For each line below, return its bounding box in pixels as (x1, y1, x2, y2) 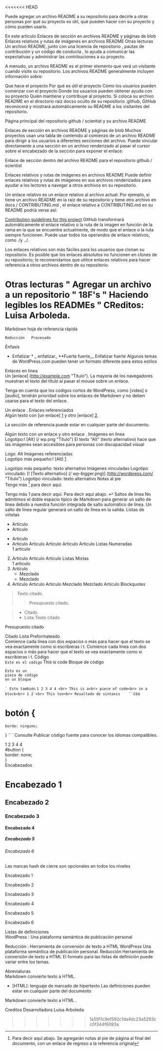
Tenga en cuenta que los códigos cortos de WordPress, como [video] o (5, 388, 148, 393)
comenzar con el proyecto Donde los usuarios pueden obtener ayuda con (5, 88, 153, 94)
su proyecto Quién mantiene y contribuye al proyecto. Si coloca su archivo (5, 93, 154, 99)
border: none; (5, 752, 33, 758)
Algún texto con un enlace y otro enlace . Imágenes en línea (5, 431, 125, 437)
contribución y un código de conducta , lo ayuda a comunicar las (5, 49, 135, 54)
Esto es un (5, 668, 27, 673)
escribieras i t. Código (5, 654, 49, 660)
